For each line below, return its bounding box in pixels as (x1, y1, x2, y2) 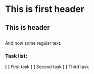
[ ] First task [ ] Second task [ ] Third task (5, 64, 89, 70)
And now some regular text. (5, 40, 62, 46)
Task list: (5, 52, 28, 59)
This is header (5, 23, 50, 32)
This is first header (5, 3, 85, 15)
